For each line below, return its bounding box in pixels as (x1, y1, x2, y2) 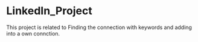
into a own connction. (6, 30, 60, 37)
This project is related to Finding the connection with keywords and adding (6, 24, 192, 31)
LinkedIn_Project (6, 4, 92, 18)
